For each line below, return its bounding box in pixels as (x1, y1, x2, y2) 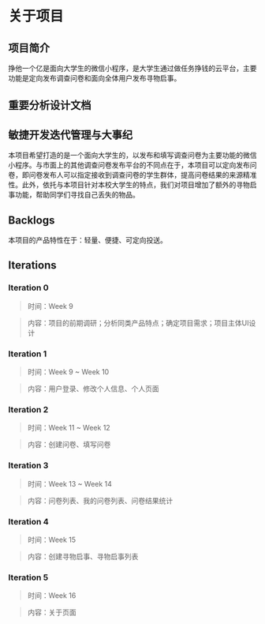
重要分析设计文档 (8, 99, 91, 112)
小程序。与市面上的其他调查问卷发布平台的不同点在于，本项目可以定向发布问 (8, 160, 257, 170)
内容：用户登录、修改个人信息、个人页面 (27, 384, 159, 393)
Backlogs (8, 213, 55, 227)
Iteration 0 (8, 282, 49, 293)
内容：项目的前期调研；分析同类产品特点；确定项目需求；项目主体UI (27, 318, 249, 328)
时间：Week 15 (27, 535, 77, 544)
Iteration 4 (8, 516, 49, 527)
